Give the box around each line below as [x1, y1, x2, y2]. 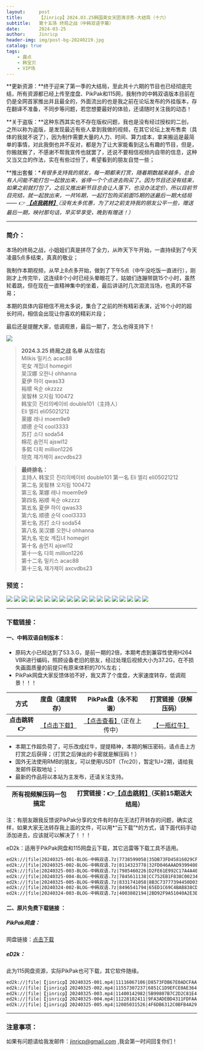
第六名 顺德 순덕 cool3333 [21, 511, 87, 519]
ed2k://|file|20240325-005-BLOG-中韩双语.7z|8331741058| [6, 879, 150, 885]
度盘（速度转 [40, 695, 77, 703]
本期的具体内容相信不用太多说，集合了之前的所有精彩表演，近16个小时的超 [6, 302, 192, 309]
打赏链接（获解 [150, 695, 192, 703]
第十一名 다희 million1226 [21, 549, 84, 557]
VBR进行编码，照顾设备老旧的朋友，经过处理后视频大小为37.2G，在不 [15, 656, 189, 664]
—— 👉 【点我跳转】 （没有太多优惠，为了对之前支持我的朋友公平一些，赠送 [6, 200, 194, 207]
